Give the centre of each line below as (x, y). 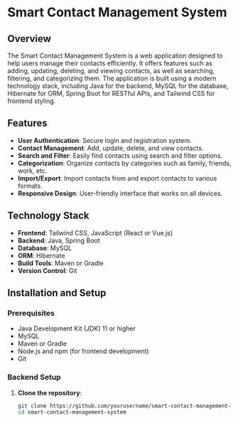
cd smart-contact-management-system (72, 412)
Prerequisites (31, 313)
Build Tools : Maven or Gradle (61, 263)
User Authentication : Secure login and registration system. (104, 140)
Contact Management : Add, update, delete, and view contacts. (110, 148)
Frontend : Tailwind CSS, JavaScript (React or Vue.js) (95, 232)
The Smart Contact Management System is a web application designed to (115, 55)
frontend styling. (32, 101)
